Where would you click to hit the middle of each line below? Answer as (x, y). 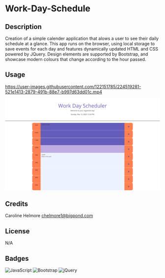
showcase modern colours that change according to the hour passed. (76, 59)
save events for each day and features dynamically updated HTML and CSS (82, 49)
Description (23, 27)
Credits (17, 204)
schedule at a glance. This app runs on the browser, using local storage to (80, 44)
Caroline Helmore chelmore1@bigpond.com (49, 216)
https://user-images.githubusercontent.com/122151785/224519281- (73, 86)
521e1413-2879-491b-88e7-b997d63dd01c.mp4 (54, 92)
